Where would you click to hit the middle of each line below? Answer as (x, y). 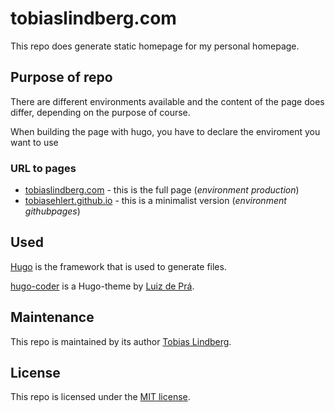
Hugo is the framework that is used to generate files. (118, 266)
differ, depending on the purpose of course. (100, 112)
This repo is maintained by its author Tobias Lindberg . (121, 341)
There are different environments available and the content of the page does (167, 101)
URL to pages (43, 168)
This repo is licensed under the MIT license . (100, 397)
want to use (34, 142)
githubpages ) (52, 211)
